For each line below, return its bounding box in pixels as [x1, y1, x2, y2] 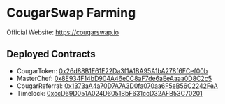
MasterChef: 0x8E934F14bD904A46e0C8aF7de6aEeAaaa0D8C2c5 [16, 74, 212, 82]
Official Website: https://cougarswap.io [6, 28, 119, 36]
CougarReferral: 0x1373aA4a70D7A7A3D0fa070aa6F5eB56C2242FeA [16, 82, 218, 90]
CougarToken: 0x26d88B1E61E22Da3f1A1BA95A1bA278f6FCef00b [16, 66, 208, 75]
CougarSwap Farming [6, 5, 136, 21]
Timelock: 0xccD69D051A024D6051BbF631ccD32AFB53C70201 [16, 89, 203, 97]
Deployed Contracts [6, 48, 96, 60]
